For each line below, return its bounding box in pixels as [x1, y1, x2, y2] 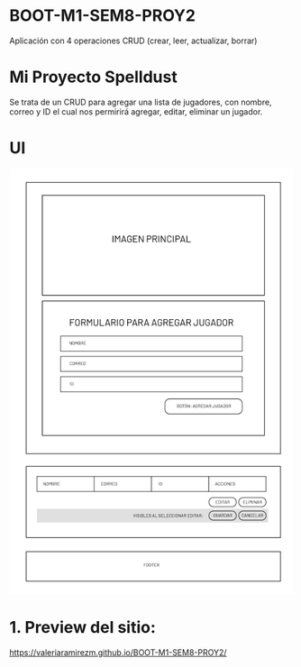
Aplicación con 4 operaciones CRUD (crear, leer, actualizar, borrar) [9, 35, 258, 46]
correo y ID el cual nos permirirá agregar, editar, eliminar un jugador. [9, 105, 263, 117]
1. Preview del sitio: [9, 617, 156, 637]
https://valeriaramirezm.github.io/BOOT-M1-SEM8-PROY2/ [9, 646, 227, 658]
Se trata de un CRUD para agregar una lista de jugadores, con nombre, [9, 96, 272, 107]
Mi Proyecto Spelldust [9, 67, 178, 87]
